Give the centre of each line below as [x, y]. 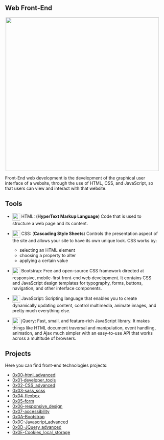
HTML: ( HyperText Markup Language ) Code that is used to [82, 216]
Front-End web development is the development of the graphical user [75, 178]
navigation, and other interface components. [57, 288]
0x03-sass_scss [29, 391]
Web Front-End [29, 8]
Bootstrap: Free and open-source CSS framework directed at [83, 270]
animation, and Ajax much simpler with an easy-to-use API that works [82, 333]
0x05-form [23, 401]
